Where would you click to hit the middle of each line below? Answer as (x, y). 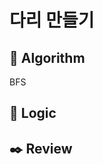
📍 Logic (33, 113)
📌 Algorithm (47, 57)
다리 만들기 (52, 20)
